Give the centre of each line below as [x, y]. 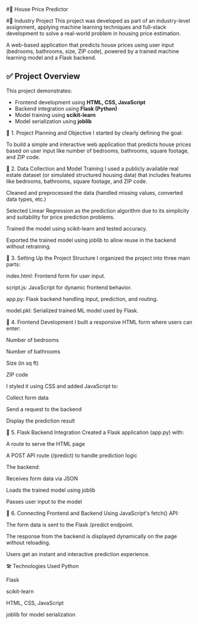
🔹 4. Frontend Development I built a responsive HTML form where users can [99, 322]
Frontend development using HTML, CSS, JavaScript [80, 102]
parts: [13, 264]
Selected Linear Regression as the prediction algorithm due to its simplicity [98, 210]
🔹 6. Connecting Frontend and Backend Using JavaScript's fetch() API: [93, 513]
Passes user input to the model [44, 501]
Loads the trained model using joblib [51, 490]
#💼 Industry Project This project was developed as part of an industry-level [98, 21]
